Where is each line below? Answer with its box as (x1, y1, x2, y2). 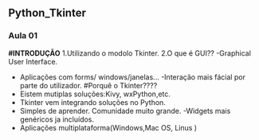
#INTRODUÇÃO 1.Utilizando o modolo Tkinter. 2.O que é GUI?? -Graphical (8, 48, 251, 58)
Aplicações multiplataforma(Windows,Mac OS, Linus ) (19, 122, 198, 132)
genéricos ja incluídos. (19, 115, 94, 124)
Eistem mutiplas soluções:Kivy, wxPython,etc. (19, 89, 171, 99)
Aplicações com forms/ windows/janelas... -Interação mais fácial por (19, 72, 245, 82)
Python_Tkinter (8, 6, 86, 20)
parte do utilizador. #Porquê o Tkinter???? (19, 80, 158, 90)
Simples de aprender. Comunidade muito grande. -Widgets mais (19, 106, 231, 115)
